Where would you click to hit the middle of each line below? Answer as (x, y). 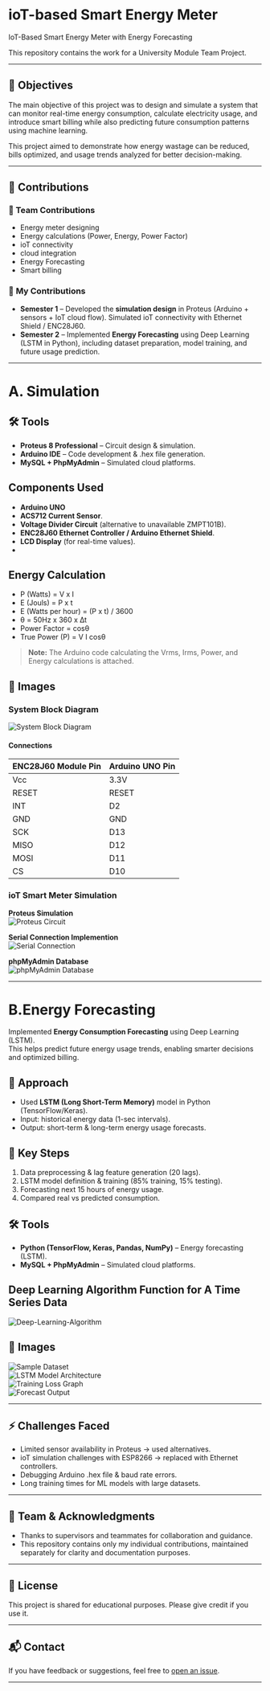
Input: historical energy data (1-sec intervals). (95, 1120)
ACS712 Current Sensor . (61, 515)
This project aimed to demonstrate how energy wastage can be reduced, (129, 145)
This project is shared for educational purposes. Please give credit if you (129, 1604)
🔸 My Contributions (47, 291)
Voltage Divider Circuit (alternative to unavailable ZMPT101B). (123, 524)
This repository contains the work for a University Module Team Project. (127, 52)
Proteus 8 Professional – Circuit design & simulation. (108, 445)
